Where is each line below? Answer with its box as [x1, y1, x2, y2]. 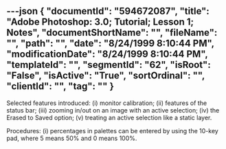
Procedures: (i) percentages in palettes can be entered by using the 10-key [6, 126, 219, 135]
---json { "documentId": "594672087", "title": [6, 5, 210, 17]
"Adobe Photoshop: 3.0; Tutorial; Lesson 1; [6, 16, 194, 28]
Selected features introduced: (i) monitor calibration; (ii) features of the [6, 99, 207, 107]
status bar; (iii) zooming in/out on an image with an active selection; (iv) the [6, 106, 220, 114]
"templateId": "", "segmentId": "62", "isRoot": [6, 59, 211, 71]
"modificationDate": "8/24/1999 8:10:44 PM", [6, 48, 208, 60]
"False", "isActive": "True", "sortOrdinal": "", [6, 70, 205, 82]
